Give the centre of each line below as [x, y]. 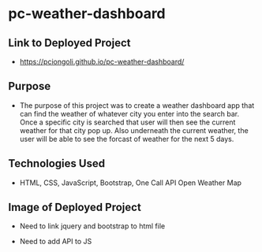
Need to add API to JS [56, 242]
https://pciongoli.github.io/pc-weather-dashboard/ [102, 61]
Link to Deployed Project [69, 43]
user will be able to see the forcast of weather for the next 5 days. [127, 139]
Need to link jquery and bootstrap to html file [92, 226]
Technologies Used [56, 163]
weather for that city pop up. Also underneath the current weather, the [134, 130]
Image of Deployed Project [75, 208]
